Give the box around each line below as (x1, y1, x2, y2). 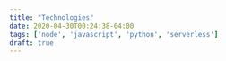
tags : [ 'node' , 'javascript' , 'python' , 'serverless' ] (9, 30, 219, 39)
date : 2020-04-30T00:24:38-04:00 (9, 22, 135, 30)
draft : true (9, 38, 54, 48)
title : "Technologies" (9, 13, 94, 22)
